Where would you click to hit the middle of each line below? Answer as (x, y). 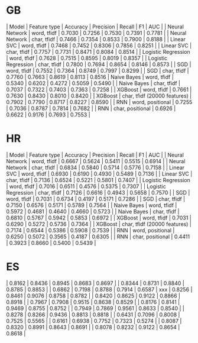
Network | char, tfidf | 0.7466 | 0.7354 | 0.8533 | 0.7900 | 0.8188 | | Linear (96, 39)
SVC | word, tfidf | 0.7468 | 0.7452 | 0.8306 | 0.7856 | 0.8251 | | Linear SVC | (99, 46)
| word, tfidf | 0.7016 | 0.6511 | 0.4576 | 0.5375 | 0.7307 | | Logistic (86, 186)
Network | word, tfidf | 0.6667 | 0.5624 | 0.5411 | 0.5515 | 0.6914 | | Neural (96, 161)
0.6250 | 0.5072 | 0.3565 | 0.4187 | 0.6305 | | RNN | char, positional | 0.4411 (98, 237)
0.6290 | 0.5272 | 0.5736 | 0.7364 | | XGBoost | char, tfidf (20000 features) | (99, 224)
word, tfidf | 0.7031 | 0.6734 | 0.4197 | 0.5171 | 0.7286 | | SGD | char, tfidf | (95, 199)
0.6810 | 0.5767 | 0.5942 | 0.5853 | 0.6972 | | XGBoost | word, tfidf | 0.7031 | (99, 218)
